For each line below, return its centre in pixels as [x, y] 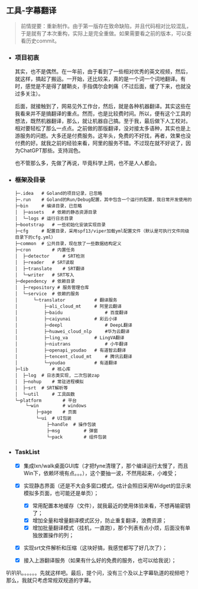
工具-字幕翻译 [31, 11]
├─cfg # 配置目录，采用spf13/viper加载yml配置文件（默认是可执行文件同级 [102, 231]
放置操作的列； [56, 535]
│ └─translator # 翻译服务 [66, 300]
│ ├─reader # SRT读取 [44, 263]
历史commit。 [43, 41]
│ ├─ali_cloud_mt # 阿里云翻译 [68, 307]
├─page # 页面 [56, 412]
